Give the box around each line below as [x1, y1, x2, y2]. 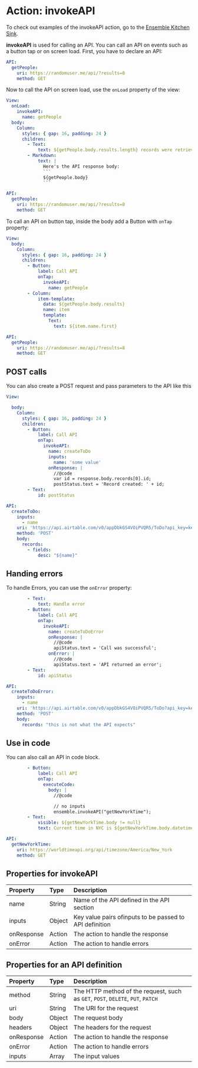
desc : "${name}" [37, 552, 78, 559]
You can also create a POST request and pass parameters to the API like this [6, 383, 192, 390]
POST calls [6, 367, 47, 377]
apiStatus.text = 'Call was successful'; [53, 645, 157, 651]
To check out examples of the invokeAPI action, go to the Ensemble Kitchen [6, 24, 190, 31]
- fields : [27, 547, 51, 553]
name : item [43, 307, 70, 313]
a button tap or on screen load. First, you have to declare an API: [6, 47, 163, 54]
